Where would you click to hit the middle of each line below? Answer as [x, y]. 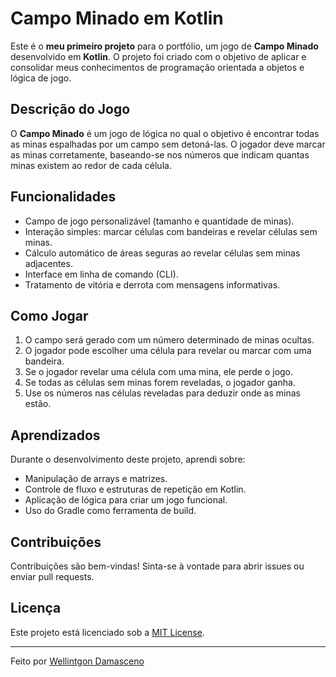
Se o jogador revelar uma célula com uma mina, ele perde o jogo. [159, 372]
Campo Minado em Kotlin [117, 18]
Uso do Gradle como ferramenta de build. [110, 511]
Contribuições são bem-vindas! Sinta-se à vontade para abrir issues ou [157, 566]
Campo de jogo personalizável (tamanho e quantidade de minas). [159, 221]
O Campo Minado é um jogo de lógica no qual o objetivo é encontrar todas [165, 133]
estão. [38, 404]
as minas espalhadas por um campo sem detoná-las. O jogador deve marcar [168, 144]
